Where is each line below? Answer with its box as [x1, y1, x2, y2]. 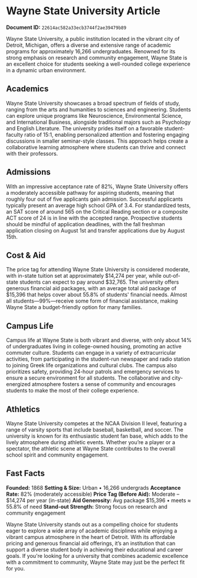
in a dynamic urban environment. [6, 66, 87, 73]
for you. [6, 564, 25, 572]
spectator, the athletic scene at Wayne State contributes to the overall [6, 445, 176, 452]
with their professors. [6, 150, 58, 157]
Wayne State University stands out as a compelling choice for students [6, 521, 178, 528]
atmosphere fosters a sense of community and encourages [31, 381, 176, 388]
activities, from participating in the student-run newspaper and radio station [6, 355, 191, 362]
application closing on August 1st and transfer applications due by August [6, 227, 185, 234]
